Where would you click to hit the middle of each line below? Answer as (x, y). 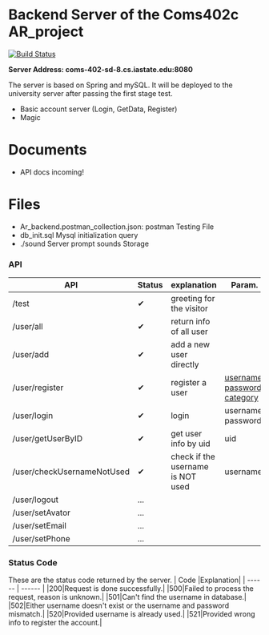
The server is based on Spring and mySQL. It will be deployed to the (121, 85)
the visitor (189, 308)
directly (185, 364)
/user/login (33, 416)
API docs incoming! (52, 172)
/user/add (31, 355)
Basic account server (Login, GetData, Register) (98, 109)
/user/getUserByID (47, 439)
